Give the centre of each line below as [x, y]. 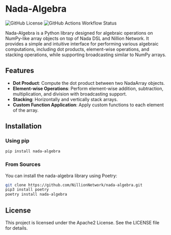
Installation [23, 126]
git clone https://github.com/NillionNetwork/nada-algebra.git [74, 185]
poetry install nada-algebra [36, 195]
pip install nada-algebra [33, 151]
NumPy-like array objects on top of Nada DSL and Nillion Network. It [77, 38]
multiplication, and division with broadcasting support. [70, 94]
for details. [17, 228]
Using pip [17, 141]
